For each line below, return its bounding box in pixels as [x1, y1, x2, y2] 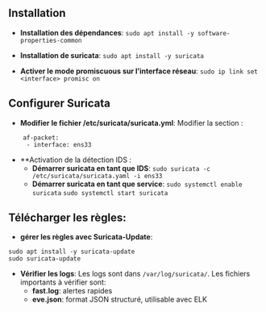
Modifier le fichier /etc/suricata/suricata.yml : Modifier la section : [19, 118, 243, 127]
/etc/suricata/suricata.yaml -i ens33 [31, 172, 163, 180]
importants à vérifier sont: [19, 277, 106, 287]
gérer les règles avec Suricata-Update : [19, 232, 153, 242]
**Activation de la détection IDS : [19, 155, 131, 164]
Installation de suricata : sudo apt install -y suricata [19, 50, 204, 60]
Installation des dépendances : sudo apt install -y [19, 27, 195, 37]
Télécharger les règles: [8, 211, 127, 225]
